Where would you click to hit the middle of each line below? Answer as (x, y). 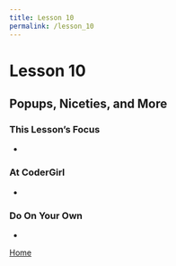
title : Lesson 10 (42, 18)
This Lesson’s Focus (55, 129)
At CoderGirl (37, 172)
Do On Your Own (46, 216)
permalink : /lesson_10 (52, 26)
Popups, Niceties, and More (88, 104)
